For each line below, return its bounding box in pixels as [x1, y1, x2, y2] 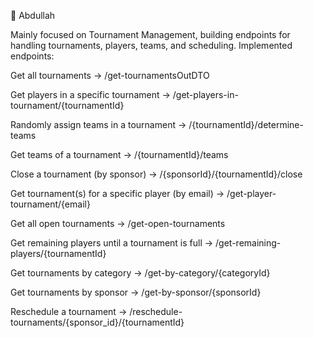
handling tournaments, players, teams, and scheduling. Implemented [10, 40, 293, 51]
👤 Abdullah [10, 10, 56, 21]
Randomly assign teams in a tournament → [10, 119, 187, 130]
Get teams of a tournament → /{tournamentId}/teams [10, 149, 229, 160]
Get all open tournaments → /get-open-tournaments [10, 218, 226, 229]
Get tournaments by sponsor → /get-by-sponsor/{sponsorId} [10, 286, 262, 298]
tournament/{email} [10, 198, 91, 210]
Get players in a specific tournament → [10, 89, 171, 100]
